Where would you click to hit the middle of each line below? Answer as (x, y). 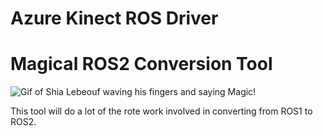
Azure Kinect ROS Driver (114, 18)
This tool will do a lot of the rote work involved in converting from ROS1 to (161, 111)
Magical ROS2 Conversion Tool (141, 64)
